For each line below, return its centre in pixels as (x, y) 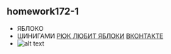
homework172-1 (43, 12)
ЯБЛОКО (30, 28)
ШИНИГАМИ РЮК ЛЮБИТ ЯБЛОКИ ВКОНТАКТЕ (90, 36)
